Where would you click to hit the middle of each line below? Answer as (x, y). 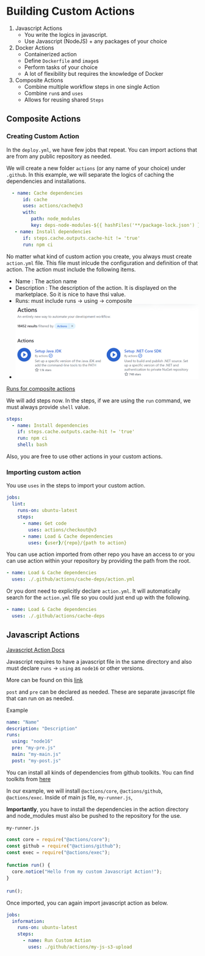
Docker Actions (34, 48)
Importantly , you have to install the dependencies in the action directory (98, 809)
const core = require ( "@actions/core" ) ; (59, 839)
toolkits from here (28, 779)
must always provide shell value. (48, 407)
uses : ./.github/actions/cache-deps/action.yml (74, 579)
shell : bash (32, 445)
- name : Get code (45, 523)
